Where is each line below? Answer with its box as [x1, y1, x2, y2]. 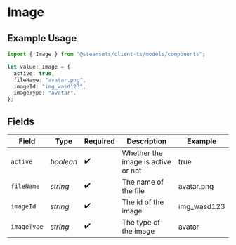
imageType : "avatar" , [13, 89, 77, 97]
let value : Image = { [7, 63, 71, 70]
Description [126, 136, 167, 146]
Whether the [122, 148, 163, 158]
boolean [50, 157, 78, 166]
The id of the [122, 197, 164, 207]
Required [84, 136, 116, 146]
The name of [122, 177, 164, 187]
